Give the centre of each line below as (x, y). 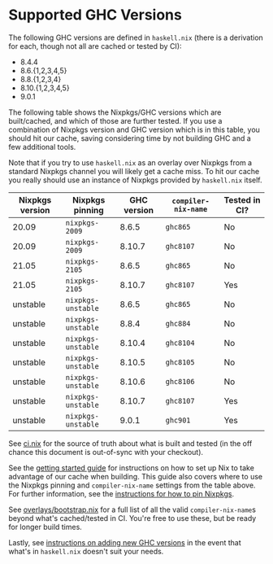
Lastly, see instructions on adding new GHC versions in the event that (125, 542)
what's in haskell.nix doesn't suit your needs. (86, 551)
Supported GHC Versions (95, 15)
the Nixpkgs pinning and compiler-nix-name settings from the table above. (132, 485)
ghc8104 (180, 343)
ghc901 (178, 420)
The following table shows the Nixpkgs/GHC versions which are (115, 112)
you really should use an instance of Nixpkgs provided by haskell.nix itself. (135, 180)
